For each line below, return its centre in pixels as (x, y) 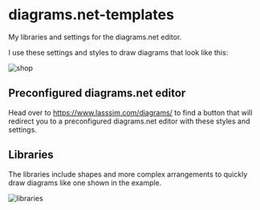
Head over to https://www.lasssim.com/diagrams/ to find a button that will (130, 112)
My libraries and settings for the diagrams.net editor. (95, 37)
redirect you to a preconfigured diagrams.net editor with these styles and (129, 121)
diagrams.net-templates (91, 15)
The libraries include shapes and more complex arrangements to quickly (128, 174)
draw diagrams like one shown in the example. (85, 183)
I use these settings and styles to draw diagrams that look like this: (118, 52)
